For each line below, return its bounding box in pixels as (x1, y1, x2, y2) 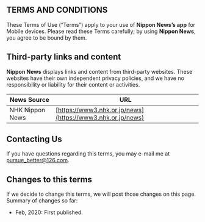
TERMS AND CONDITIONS (6, 5, 108, 15)
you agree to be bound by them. (6, 34, 87, 41)
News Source (9, 95, 50, 104)
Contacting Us (6, 134, 62, 145)
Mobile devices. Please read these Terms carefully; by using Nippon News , (6, 27, 196, 35)
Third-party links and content (6, 52, 121, 62)
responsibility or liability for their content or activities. (6, 81, 140, 88)
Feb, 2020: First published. (15, 209, 84, 216)
